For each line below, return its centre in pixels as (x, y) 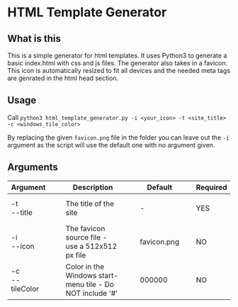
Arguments (33, 167)
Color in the (85, 267)
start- (108, 275)
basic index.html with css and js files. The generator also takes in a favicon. (118, 63)
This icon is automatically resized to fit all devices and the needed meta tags (119, 71)
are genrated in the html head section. (63, 78)
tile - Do (100, 284)
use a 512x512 (91, 246)
